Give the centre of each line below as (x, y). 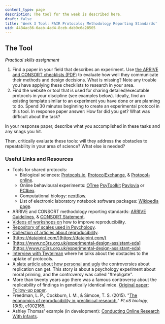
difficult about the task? (36, 116)
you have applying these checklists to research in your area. (73, 85)
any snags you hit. (24, 131)
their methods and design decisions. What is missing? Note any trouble (84, 80)
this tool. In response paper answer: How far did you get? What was (81, 111)
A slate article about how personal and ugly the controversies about (81, 264)
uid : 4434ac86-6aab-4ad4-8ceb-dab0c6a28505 (50, 28)
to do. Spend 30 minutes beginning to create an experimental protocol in (86, 106)
